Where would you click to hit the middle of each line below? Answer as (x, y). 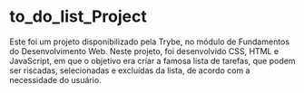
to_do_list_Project (78, 17)
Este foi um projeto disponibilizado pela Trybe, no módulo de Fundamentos (150, 42)
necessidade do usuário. (55, 79)
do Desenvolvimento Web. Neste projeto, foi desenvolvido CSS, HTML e (144, 51)
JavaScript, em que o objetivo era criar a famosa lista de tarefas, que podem (152, 60)
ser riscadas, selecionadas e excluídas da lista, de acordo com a (130, 70)
